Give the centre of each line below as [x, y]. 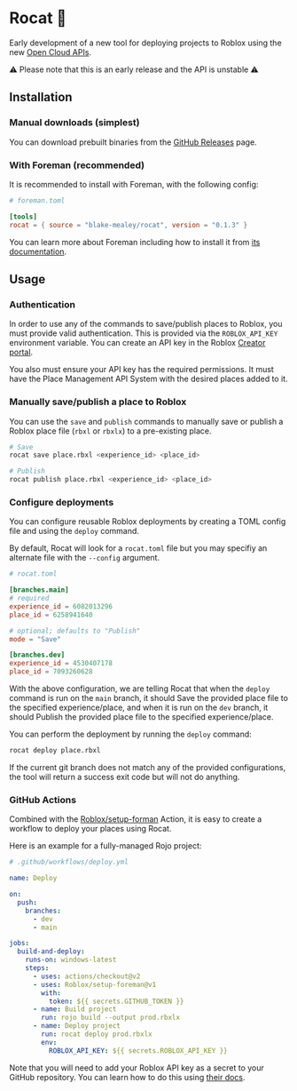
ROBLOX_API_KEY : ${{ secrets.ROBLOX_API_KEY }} [138, 1051]
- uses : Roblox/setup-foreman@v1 [94, 984]
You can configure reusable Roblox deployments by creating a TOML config [148, 522]
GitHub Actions [43, 800]
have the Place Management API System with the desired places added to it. [148, 379]
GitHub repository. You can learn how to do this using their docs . [127, 1077]
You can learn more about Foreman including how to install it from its [135, 242]
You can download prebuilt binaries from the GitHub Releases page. [133, 142]
